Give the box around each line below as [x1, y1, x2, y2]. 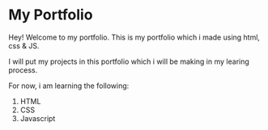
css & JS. [8, 40, 40, 50]
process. [8, 65, 38, 74]
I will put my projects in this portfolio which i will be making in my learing [8, 57, 249, 66]
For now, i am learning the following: [8, 81, 130, 90]
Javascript [19, 113, 56, 123]
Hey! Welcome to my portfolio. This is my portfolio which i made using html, [8, 32, 261, 42]
